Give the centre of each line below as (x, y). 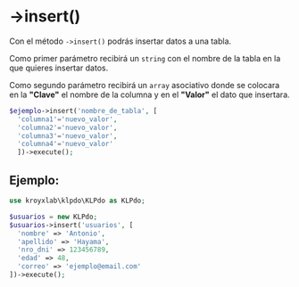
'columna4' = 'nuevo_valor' (66, 144)
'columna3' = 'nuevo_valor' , (67, 135)
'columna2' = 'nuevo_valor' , (67, 127)
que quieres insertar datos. (59, 68)
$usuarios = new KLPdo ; (54, 217)
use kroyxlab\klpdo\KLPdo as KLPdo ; (77, 201)
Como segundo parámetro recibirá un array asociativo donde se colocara (145, 85)
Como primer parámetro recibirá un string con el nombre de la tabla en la (145, 58)
